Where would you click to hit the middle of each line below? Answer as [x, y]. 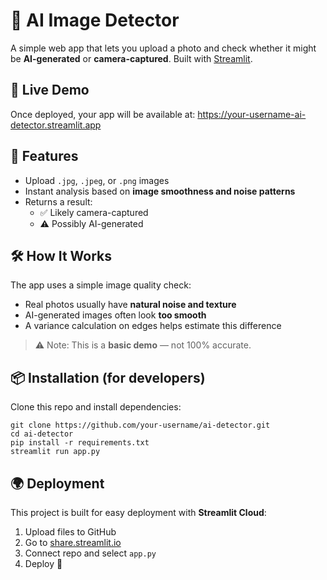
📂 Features [44, 156]
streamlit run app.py [55, 452]
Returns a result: [58, 201]
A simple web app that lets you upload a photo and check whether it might [163, 48]
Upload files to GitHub [70, 532]
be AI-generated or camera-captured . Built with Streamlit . [131, 58]
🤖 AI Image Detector [95, 20]
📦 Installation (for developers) [108, 377]
